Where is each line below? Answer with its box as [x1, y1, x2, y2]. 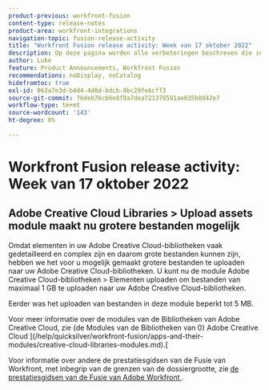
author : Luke [8, 57, 52, 65]
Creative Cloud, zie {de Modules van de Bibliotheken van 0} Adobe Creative [8, 323, 259, 332]
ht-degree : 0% [8, 116, 56, 124]
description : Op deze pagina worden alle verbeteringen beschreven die [8, 49, 252, 57]
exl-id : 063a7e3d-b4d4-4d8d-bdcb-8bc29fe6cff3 [8, 86, 167, 95]
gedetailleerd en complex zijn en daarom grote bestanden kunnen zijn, [8, 249, 241, 258]
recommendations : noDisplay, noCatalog [8, 71, 142, 79]
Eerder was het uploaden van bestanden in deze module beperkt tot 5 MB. [8, 299, 254, 308]
